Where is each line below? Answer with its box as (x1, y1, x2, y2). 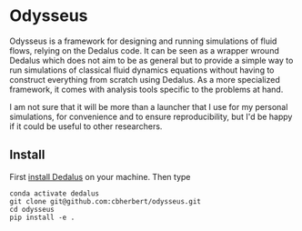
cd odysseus (9, 205, 55, 214)
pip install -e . (9, 213, 75, 222)
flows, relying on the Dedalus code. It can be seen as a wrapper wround (9, 45, 279, 55)
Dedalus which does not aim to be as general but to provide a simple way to (9, 55, 294, 65)
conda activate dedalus (9, 188, 100, 198)
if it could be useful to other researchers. (9, 120, 163, 132)
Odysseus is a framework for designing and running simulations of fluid (9, 35, 277, 46)
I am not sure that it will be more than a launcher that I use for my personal (9, 101, 288, 112)
